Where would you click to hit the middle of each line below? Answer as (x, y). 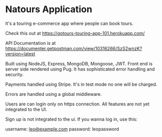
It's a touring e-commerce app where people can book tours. (69, 23)
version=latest (20, 54)
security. (15, 74)
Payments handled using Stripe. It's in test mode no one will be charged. (81, 84)
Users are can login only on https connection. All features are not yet (77, 104)
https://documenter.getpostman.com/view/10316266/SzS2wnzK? (74, 48)
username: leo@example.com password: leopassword (62, 129)
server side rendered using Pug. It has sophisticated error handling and (80, 69)
